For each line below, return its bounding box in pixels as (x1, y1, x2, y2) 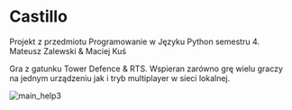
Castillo (9, 6, 68, 27)
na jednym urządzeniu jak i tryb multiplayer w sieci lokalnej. (9, 72, 231, 83)
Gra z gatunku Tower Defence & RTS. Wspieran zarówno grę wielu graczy (9, 63, 284, 74)
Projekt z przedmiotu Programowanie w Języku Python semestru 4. (9, 36, 260, 47)
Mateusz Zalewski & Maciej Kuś (9, 45, 127, 56)
